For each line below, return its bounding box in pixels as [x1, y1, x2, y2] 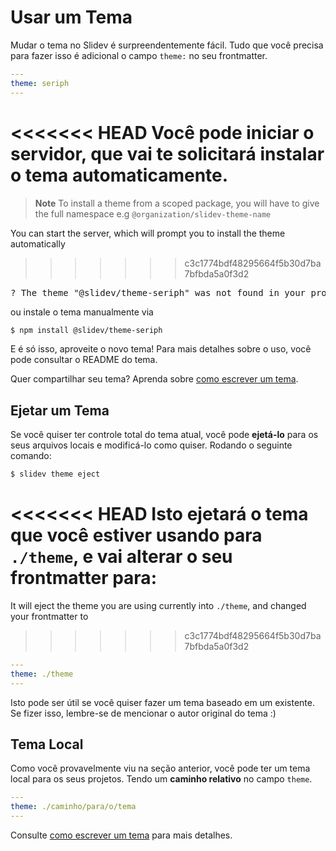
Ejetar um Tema [10, 402, 110, 419]
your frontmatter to [10, 611, 89, 622]
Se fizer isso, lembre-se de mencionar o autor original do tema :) [10, 707, 277, 719]
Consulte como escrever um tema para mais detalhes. [10, 829, 233, 841]
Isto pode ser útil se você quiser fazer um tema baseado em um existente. [10, 696, 315, 708]
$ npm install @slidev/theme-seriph [10, 325, 163, 335]
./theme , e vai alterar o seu [10, 546, 233, 568]
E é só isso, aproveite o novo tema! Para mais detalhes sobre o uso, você [10, 343, 312, 355]
